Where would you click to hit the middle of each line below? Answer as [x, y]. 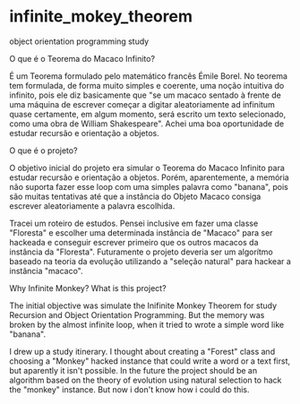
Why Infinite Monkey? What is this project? [88, 288]
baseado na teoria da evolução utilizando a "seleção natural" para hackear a [150, 261]
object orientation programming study [79, 41]
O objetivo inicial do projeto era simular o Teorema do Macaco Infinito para [147, 168]
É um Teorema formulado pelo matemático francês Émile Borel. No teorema [149, 76]
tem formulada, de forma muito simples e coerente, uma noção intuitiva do [147, 85]
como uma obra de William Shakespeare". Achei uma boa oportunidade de [147, 124]
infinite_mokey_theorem [101, 17]
